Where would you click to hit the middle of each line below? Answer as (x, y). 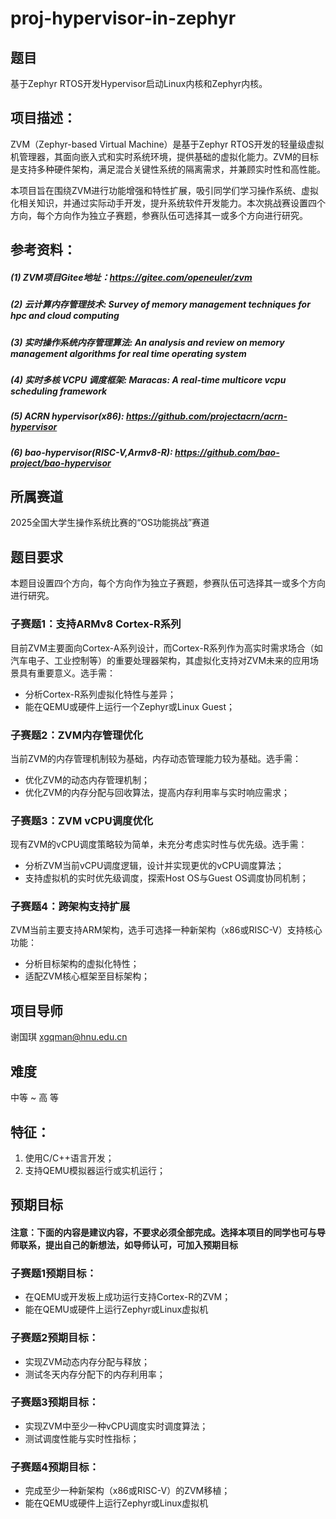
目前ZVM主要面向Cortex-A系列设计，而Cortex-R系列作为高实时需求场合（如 (166, 648)
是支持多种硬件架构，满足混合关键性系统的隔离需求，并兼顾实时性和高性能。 (168, 169)
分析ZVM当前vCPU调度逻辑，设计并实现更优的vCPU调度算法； (154, 866)
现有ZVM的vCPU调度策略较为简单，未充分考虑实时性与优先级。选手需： (159, 844)
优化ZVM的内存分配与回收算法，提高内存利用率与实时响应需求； (157, 792)
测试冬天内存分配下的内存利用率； (95, 1374)
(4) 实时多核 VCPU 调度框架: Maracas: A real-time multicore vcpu (148, 379)
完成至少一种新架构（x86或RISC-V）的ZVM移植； (127, 1491)
